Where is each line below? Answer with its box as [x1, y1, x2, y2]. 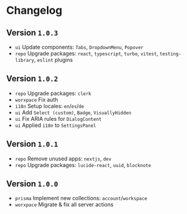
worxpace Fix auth [14, 96, 58, 103]
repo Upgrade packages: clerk [14, 90, 91, 97]
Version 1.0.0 [6, 179, 58, 189]
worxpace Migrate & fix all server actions [14, 201, 114, 208]
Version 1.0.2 [6, 73, 58, 84]
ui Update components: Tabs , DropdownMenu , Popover [14, 43, 144, 50]
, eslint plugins [34, 57, 73, 63]
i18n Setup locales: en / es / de [14, 102, 84, 109]
